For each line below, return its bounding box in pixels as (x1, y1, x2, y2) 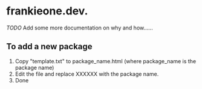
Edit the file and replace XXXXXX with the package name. (15, 70, 159, 78)
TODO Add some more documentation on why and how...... (6, 24, 153, 31)
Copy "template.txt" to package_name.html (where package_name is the (15, 57, 197, 64)
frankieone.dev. (6, 4, 88, 18)
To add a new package (6, 41, 93, 52)
